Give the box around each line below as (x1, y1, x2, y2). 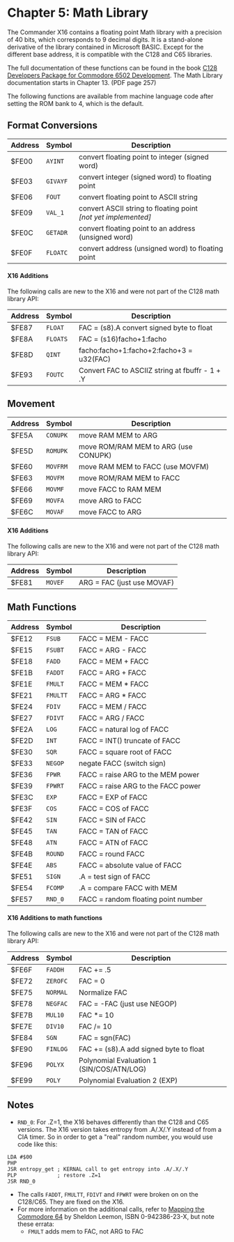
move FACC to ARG (79, 507, 142, 516)
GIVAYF (46, 177, 68, 185)
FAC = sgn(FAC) (79, 1033, 131, 1043)
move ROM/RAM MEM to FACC (79, 473, 180, 482)
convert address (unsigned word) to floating (79, 243, 224, 253)
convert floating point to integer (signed (79, 152, 209, 162)
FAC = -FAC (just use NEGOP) (79, 999, 178, 1009)
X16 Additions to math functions (7, 914, 103, 922)
